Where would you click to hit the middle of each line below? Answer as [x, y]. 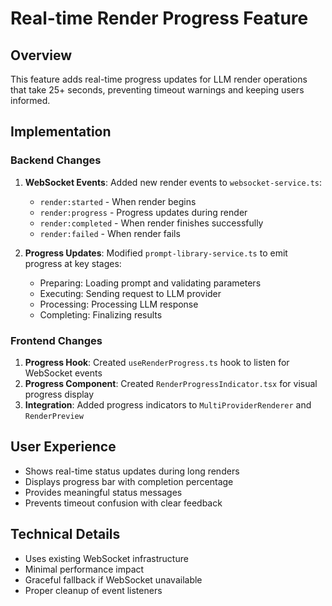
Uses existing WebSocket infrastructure [106, 558]
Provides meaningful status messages [103, 492]
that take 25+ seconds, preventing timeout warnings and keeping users [157, 90]
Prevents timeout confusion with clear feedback [123, 503]
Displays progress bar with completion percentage [129, 481]
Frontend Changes [56, 340]
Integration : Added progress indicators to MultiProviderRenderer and [168, 404]
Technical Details [65, 534]
